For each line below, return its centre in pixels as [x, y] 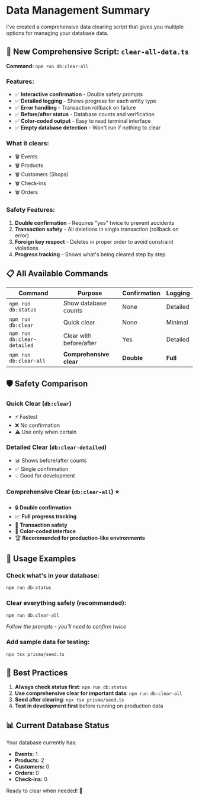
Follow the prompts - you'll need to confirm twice [66, 627]
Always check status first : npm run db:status [71, 687]
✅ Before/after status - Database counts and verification [85, 114]
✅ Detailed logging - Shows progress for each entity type [86, 101]
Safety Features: [31, 210]
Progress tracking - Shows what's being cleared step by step [90, 254]
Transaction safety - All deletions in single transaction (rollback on [97, 229]
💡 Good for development [45, 476]
